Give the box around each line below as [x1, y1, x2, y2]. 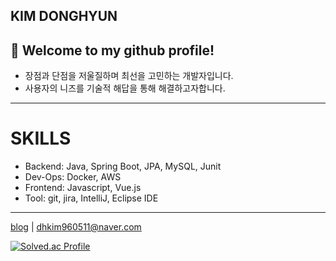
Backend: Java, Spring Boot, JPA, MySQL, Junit [24, 160, 222, 173]
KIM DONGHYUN [10, 8, 118, 25]
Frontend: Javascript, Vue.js [24, 182, 142, 194]
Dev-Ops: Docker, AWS [24, 171, 122, 183]
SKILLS [10, 127, 72, 150]
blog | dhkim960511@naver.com [10, 221, 142, 233]
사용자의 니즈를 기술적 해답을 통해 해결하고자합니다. [24, 82, 226, 94]
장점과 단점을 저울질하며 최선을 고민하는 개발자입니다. [24, 70, 234, 82]
